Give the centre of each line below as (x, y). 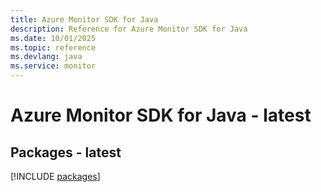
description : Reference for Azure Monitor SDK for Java (129, 29)
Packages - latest (66, 152)
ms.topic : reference (53, 47)
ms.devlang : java (46, 57)
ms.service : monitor (53, 66)
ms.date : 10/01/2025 (53, 38)
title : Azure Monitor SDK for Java (84, 19)
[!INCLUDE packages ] (55, 176)
